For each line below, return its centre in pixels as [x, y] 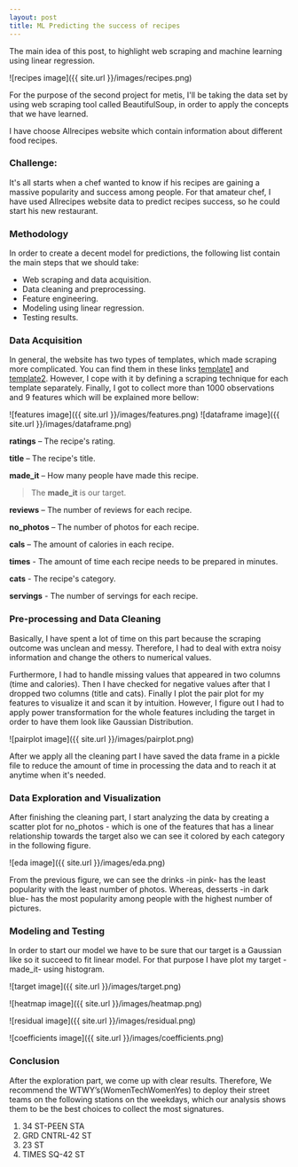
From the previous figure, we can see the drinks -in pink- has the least [137, 879]
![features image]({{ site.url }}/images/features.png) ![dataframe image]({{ [145, 414]
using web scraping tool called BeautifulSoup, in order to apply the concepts [149, 104]
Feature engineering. [60, 299]
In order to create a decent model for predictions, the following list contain [145, 253]
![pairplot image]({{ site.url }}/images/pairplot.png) [102, 738]
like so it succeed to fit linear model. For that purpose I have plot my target [145, 960]
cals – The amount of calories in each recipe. [92, 544]
